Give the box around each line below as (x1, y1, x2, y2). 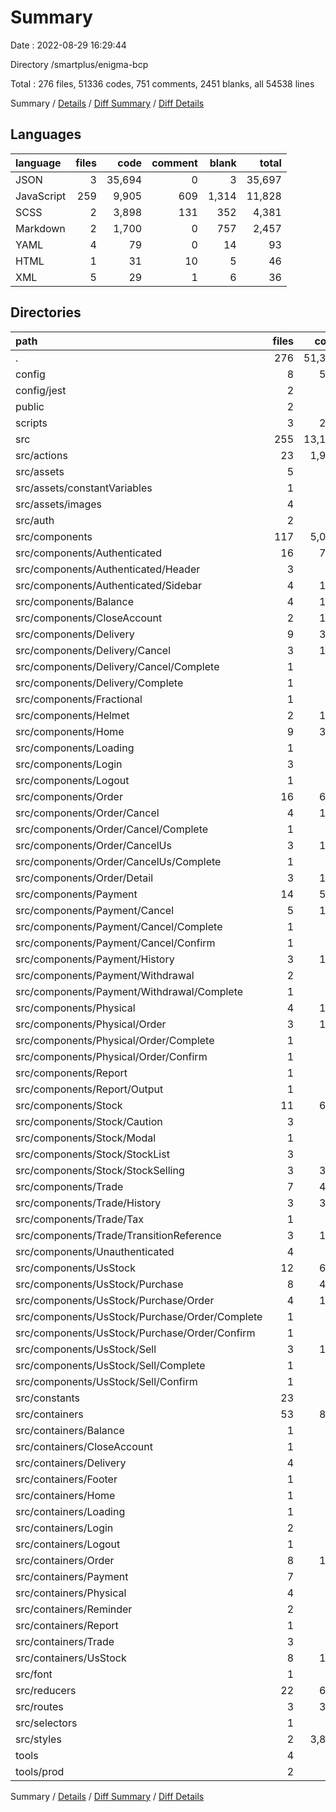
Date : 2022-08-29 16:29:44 (10, 39, 127, 51)
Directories (10, 304, 82, 321)
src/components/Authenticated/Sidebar (15, 578, 202, 592)
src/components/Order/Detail (15, 871, 154, 885)
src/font (15, 1667, 53, 1681)
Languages (10, 126, 82, 143)
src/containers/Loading (15, 1504, 126, 1518)
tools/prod (15, 1764, 65, 1778)
